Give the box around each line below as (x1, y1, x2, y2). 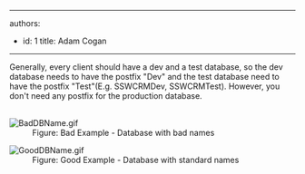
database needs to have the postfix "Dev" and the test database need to (9, 72, 280, 82)
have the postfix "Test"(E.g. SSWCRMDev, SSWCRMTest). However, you (9, 81, 280, 92)
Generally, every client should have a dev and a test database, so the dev (9, 62, 283, 72)
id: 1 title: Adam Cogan (22, 35, 107, 46)
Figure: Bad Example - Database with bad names (32, 128, 215, 138)
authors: (9, 18, 41, 28)
